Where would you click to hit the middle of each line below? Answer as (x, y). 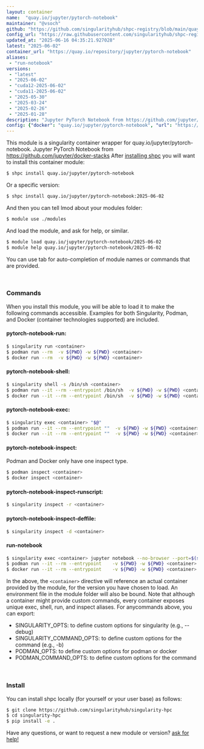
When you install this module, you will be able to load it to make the (90, 306)
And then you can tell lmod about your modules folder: (74, 207)
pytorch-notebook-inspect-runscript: (55, 492)
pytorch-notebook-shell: (38, 371)
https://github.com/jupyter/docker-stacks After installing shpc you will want (101, 156)
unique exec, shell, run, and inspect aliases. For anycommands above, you (99, 607)
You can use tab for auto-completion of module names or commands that (98, 259)
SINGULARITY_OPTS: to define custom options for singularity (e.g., (99, 625)
